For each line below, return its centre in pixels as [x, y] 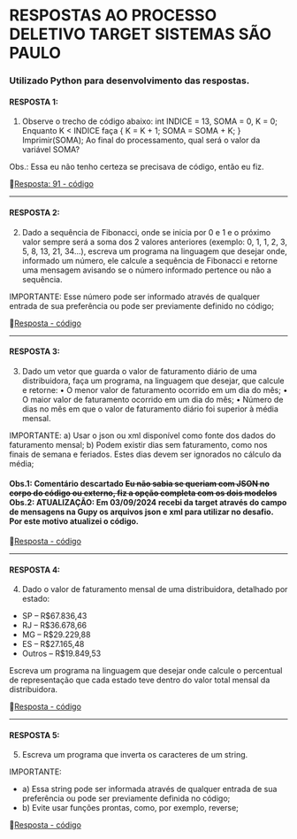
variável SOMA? [51, 150]
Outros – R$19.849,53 [61, 654]
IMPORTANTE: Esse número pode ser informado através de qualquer [135, 296]
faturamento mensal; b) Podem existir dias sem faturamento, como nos [138, 444]
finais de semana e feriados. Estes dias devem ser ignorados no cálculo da [145, 454]
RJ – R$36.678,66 [54, 626]
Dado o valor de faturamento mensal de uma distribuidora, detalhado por [155, 589]
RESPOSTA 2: [34, 212]
